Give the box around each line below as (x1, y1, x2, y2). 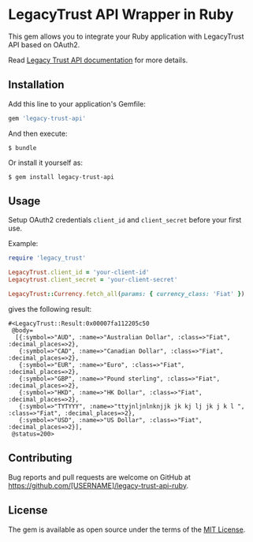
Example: (8, 239, 39, 249)
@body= (11, 326, 34, 335)
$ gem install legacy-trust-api (8, 173, 114, 181)
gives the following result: (8, 304, 92, 313)
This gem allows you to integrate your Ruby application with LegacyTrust (8, 32, 244, 41)
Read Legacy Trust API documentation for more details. (8, 55, 188, 65)
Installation (8, 78, 65, 92)
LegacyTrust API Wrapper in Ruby (8, 6, 234, 24)
